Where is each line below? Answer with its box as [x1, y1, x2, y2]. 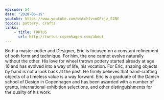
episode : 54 [5, 7, 29, 12]
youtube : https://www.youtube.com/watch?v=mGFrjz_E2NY [5, 16, 119, 21]
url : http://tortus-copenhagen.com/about [18, 35, 104, 40]
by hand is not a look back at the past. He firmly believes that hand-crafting [5, 68, 158, 74]
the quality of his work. [5, 89, 51, 95]
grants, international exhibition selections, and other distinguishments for [5, 84, 152, 90]
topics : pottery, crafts [5, 20, 56, 26]
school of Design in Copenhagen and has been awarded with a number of [5, 79, 154, 84]
